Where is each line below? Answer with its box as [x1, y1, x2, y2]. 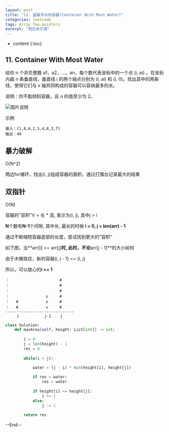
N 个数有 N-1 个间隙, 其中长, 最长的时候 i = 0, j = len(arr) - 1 [5, 223, 126, 229]
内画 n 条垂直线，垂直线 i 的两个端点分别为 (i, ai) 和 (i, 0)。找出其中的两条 [5, 76, 159, 82]
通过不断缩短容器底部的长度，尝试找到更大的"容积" [5, 234, 113, 240]
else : [32, 398, 44, 403]
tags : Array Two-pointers [5, 21, 60, 27]
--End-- [5, 422, 22, 428]
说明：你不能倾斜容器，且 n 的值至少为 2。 [5, 93, 95, 99]
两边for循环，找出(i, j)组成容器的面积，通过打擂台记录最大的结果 [5, 171, 140, 177]
